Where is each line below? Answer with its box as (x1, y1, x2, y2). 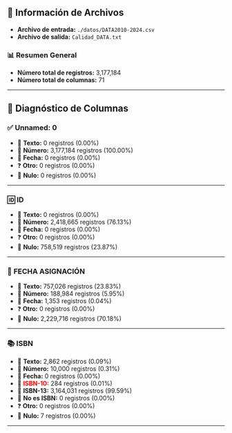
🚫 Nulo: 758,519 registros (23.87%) (17, 243, 118, 251)
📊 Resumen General (7, 50, 77, 59)
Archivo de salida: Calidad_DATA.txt (17, 32, 122, 41)
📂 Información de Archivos (7, 7, 124, 19)
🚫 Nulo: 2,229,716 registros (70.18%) (17, 315, 122, 323)
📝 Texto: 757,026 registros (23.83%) (17, 282, 122, 291)
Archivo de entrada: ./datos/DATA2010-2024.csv (17, 25, 155, 33)
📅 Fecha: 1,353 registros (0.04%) (17, 297, 112, 305)
